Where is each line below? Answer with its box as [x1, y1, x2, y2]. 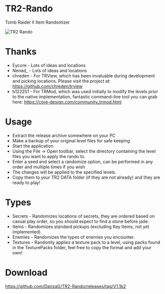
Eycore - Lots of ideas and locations [12, 62, 86, 68]
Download [5, 267, 48, 278]
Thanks [5, 46, 37, 57]
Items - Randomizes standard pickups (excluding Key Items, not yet [12, 224, 149, 229]
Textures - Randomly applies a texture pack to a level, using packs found [12, 239, 160, 245]
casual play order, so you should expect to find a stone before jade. [12, 218, 149, 224]
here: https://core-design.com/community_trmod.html [12, 99, 122, 105]
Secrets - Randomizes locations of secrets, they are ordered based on [12, 213, 155, 219]
